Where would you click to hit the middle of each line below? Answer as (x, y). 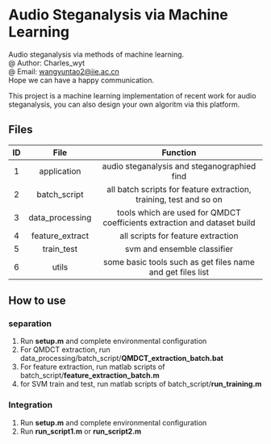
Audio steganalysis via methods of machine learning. (96, 54)
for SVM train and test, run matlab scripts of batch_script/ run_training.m (141, 384)
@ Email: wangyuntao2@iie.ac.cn (64, 71)
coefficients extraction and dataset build (179, 222)
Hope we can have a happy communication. (81, 80)
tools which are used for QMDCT (179, 212)
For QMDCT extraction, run (65, 350)
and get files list (179, 272)
